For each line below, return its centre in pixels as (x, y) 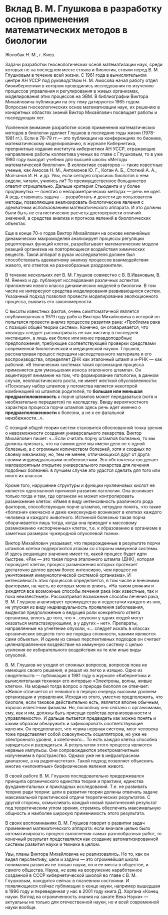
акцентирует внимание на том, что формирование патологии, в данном (82, 375)
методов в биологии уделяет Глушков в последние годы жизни (73, 133)
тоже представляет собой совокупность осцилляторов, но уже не (76, 734)
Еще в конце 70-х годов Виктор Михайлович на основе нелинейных (78, 233)
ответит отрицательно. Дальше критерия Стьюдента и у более (72, 186)
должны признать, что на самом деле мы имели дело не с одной (75, 443)
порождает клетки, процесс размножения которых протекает (72, 564)
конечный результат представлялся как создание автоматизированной (82, 839)
